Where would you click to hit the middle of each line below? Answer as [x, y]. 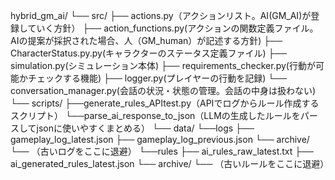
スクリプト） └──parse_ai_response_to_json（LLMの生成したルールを [155, 115]
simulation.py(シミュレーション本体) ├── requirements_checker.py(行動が [163, 65]
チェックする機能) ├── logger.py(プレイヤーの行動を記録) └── [157, 78]
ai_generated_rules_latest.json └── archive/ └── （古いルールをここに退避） [170, 163]
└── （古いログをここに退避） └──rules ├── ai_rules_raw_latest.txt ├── [162, 151]
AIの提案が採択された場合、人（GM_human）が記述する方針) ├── [146, 40]
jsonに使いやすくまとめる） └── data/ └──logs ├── [145, 128]
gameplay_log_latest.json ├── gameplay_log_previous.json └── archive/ [160, 139]
